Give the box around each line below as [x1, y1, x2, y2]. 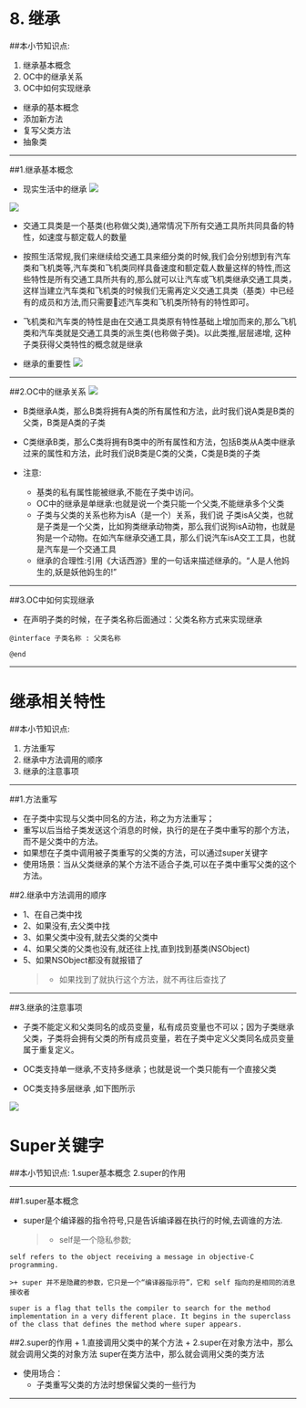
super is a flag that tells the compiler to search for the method [9, 1303, 271, 1313]
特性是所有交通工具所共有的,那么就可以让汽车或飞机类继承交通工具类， [30, 273, 297, 284]
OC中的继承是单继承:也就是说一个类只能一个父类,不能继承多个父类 [36, 498, 285, 509]
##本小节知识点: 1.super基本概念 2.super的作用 [9, 1167, 187, 1178]
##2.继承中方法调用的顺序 [9, 889, 107, 900]
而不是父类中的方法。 [22, 835, 103, 846]
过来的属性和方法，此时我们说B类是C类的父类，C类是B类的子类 [22, 447, 261, 458]
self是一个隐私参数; [58, 1234, 132, 1245]
